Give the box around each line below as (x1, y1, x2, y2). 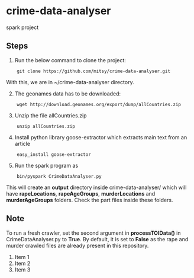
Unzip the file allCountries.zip (14, 111, 87, 119)
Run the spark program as (14, 162, 79, 169)
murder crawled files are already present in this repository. (6, 242, 149, 249)
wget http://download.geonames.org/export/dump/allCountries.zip (17, 101, 182, 107)
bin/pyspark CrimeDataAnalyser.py (17, 173, 102, 179)
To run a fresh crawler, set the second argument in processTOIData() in (6, 229, 181, 237)
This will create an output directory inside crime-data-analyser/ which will (6, 184, 187, 191)
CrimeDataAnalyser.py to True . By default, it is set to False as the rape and (6, 235, 189, 242)
